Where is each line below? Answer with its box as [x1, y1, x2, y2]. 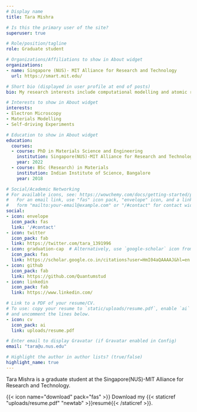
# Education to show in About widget [6, 132, 98, 138]
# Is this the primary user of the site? [6, 25, 109, 30]
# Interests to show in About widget [6, 100, 98, 105]
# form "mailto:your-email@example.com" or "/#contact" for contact [6, 203, 182, 209]
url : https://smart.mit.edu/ [11, 73, 83, 79]
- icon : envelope [6, 213, 49, 219]
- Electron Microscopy [6, 111, 62, 117]
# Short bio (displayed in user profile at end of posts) [6, 83, 151, 90]
